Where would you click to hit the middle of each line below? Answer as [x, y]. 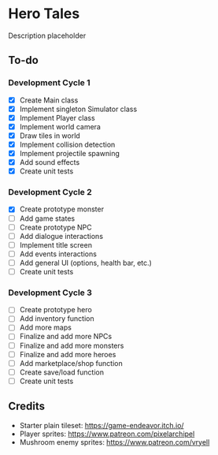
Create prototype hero [55, 310]
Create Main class [49, 100]
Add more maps [46, 327]
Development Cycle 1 [49, 83]
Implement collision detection [67, 144]
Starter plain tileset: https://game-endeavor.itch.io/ [102, 425]
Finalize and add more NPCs [66, 337]
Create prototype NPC [55, 227]
